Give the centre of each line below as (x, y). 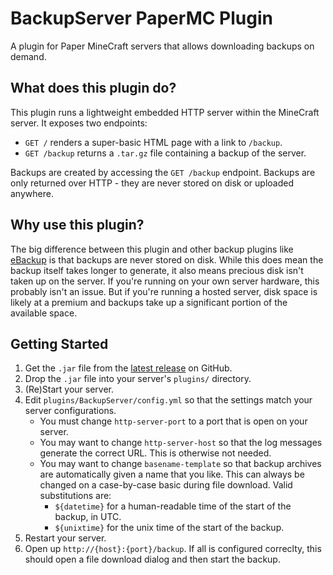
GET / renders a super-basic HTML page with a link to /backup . (153, 142)
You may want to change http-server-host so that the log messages (181, 443)
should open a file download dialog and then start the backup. (152, 559)
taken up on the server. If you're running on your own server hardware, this (165, 281)
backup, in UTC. (88, 517)
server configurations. (70, 411)
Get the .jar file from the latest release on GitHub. (128, 368)
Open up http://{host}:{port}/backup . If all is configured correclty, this (173, 549)
